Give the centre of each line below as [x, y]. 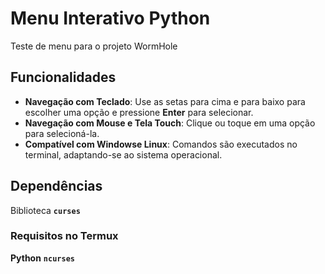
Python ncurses [42, 258]
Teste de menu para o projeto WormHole [94, 46]
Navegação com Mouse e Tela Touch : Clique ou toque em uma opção [170, 123]
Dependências [56, 186]
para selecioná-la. [62, 133]
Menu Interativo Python [110, 18]
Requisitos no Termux [64, 236]
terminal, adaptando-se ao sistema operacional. [123, 154]
